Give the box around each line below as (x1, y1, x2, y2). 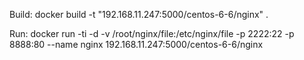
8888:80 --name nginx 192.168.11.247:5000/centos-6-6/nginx (9, 39, 264, 50)
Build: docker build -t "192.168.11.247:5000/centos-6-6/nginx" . (9, 9, 269, 20)
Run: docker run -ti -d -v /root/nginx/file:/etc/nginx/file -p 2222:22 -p (9, 28, 295, 39)
